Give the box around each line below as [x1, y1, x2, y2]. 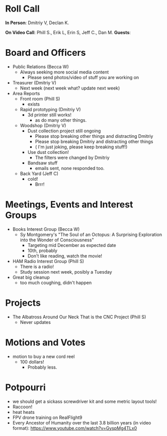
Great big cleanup [12, 274, 50, 280]
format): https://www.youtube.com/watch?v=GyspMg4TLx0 [12, 425, 137, 431]
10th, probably [27, 247, 58, 253]
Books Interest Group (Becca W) [12, 226, 80, 232]
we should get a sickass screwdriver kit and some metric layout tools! [12, 398, 157, 404]
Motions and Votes [5, 336, 86, 348]
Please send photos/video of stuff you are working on [27, 74, 139, 80]
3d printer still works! [27, 112, 72, 118]
